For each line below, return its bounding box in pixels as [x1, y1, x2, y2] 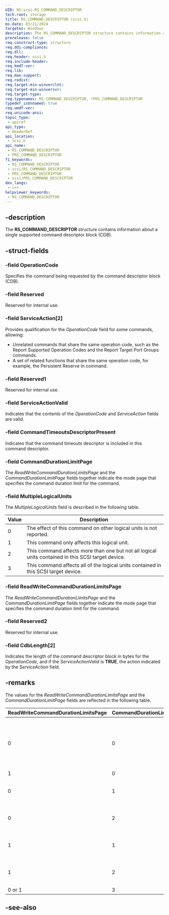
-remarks [5, 678, 35, 687]
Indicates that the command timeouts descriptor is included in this [5, 440, 142, 446]
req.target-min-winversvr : [5, 87, 62, 92]
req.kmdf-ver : [5, 63, 35, 68]
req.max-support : [5, 73, 42, 78]
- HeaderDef [7, 129, 33, 134]
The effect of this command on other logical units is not [27, 524, 157, 531]
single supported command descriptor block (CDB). [5, 232, 112, 238]
